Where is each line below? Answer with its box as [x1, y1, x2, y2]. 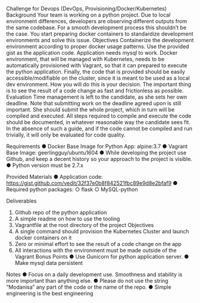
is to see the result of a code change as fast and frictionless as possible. [6, 87, 184, 94]
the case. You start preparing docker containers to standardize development [6, 30, 193, 37]
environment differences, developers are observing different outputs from [6, 18, 187, 24]
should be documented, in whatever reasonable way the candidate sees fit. [6, 119, 190, 125]
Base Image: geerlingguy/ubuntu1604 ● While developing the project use [6, 149, 186, 156]
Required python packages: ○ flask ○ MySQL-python [6, 186, 138, 192]
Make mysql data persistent [14, 260, 83, 266]
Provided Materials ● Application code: [6, 173, 103, 180]
